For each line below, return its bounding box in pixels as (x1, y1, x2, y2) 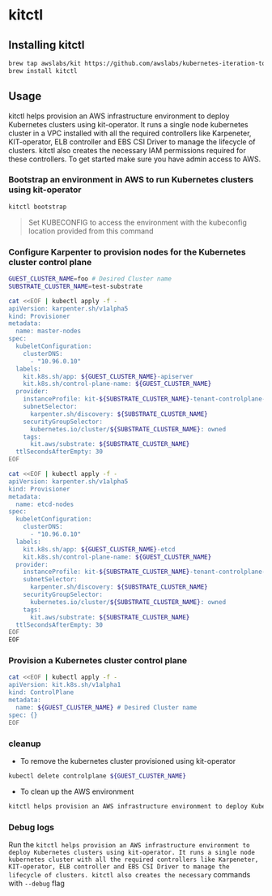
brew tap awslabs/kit (8, 59, 82, 67)
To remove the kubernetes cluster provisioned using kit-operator (19, 756, 236, 765)
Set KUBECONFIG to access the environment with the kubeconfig (28, 217, 247, 227)
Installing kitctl (8, 38, 85, 52)
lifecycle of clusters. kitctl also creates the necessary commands (8, 869, 251, 879)
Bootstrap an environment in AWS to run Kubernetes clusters (8, 174, 253, 186)
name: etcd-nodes (15, 500, 74, 508)
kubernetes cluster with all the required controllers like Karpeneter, (8, 855, 259, 864)
